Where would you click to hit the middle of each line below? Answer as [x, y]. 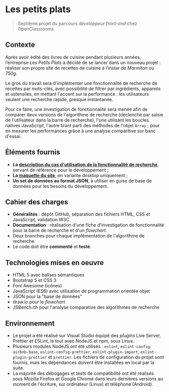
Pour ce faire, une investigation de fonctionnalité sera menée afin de [76, 109]
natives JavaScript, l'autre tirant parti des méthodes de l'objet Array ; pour [83, 125]
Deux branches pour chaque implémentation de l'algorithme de [79, 236]
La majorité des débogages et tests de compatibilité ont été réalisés [83, 373]
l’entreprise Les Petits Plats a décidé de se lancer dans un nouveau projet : [83, 63]
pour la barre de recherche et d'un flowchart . [60, 230]
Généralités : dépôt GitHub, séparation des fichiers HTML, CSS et [81, 214]
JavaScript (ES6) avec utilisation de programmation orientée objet [81, 291]
